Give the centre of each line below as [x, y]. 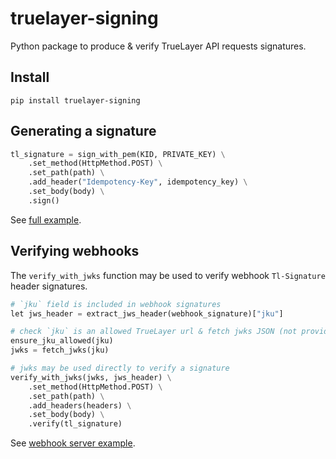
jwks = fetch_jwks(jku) [60, 350]
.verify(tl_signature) [75, 424]
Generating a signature [83, 131]
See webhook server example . [73, 443]
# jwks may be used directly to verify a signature [120, 368]
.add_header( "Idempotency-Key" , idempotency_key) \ [138, 182]
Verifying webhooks [75, 251]
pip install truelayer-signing [75, 100]
